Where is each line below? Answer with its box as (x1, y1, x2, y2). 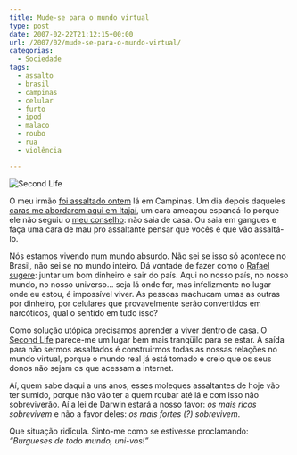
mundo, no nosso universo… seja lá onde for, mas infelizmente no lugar (9, 278, 272, 290)
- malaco (17, 121, 50, 130)
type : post (9, 21, 50, 30)
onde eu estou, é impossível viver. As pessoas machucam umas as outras (9, 288, 281, 299)
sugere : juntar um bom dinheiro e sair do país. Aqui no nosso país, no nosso (9, 269, 289, 280)
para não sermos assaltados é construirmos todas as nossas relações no (9, 343, 278, 354)
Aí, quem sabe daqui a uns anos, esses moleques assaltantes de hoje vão (9, 380, 281, 391)
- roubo (17, 129, 46, 138)
